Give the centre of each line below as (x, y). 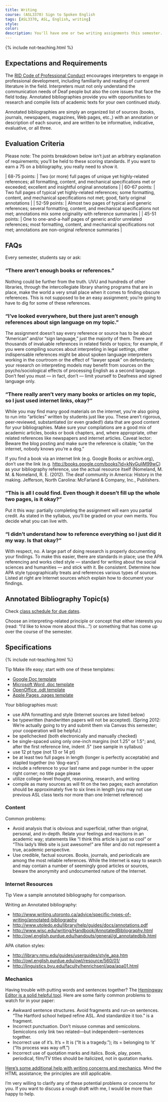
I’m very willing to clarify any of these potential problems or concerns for (80, 1083)
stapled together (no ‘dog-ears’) (46, 763)
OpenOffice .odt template (39, 690)
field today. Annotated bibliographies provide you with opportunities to (78, 97)
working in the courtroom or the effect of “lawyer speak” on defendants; (80, 360)
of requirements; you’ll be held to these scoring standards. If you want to (80, 161)
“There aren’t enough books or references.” (60, 270)
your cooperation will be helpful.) (47, 730)
